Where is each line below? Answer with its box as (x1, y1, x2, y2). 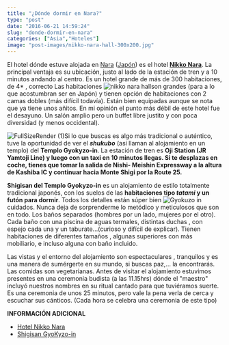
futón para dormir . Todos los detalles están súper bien (7, 196, 162, 204)
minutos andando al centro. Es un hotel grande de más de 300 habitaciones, (7, 75, 222, 83)
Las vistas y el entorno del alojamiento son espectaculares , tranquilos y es (7, 253, 219, 260)
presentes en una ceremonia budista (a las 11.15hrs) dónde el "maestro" (7, 275, 208, 282)
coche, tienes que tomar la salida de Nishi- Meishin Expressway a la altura (7, 161, 222, 169)
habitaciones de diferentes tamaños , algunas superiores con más (7, 232, 193, 240)
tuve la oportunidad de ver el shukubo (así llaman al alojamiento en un (7, 139, 206, 147)
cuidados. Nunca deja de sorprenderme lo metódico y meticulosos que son (7, 203, 219, 211)
